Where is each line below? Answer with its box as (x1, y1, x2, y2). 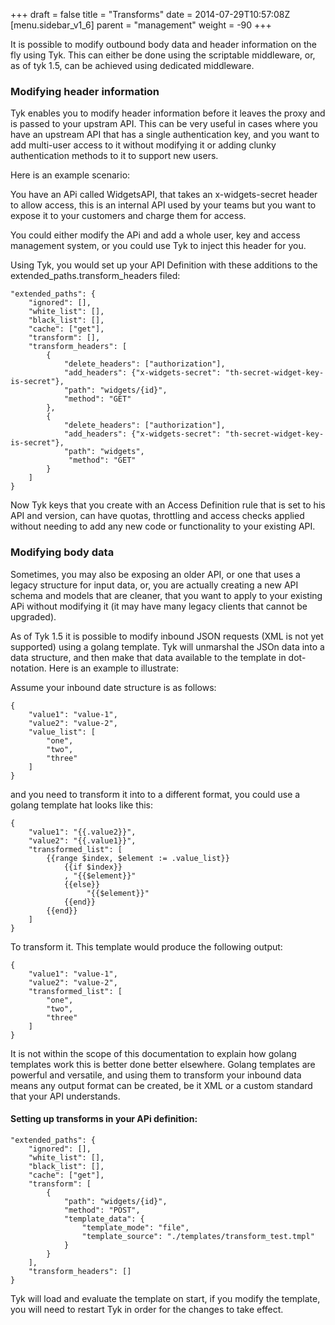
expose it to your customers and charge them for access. (10, 210, 247, 222)
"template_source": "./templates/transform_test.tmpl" (81, 1231, 315, 1241)
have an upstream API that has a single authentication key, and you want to (10, 129, 320, 141)
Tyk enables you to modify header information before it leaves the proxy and (10, 107, 326, 119)
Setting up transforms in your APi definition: (10, 1113, 198, 1125)
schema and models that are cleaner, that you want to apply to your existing (10, 589, 323, 601)
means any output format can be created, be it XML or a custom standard (10, 1079, 313, 1091)
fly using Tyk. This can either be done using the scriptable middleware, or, (10, 49, 316, 61)
